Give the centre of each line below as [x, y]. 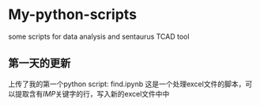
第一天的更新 [40, 64]
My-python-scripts [72, 15]
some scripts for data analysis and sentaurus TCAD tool [99, 36]
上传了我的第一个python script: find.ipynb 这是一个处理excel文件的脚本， [127, 84]
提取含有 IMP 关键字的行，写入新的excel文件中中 [92, 93]
